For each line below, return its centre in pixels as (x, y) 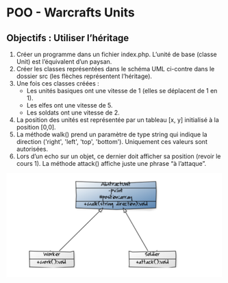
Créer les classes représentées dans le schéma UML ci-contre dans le (115, 69)
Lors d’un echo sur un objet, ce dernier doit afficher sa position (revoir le (118, 156)
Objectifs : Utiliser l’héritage (68, 38)
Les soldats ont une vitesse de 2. (73, 112)
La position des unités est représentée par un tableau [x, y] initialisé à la (118, 120)
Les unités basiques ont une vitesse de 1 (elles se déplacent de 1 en (122, 91)
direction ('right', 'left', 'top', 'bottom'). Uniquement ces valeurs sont (112, 141)
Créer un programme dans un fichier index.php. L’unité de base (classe (116, 54)
